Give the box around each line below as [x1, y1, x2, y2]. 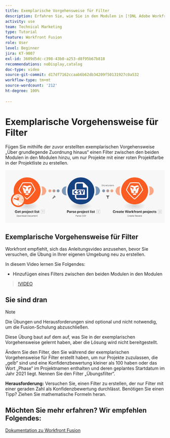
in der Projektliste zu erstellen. [5, 160, 69, 166]
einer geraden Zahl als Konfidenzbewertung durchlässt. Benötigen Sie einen [5, 386, 164, 392]
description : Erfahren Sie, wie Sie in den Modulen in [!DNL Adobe [5, 13, 151, 19]
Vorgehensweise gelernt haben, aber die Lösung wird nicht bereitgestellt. [5, 339, 158, 345]
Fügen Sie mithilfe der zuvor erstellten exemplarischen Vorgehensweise [5, 143, 155, 149]
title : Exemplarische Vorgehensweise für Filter [5, 8, 110, 13]
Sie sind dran [5, 295, 48, 304]
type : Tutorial [5, 29, 37, 35]
